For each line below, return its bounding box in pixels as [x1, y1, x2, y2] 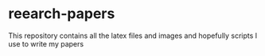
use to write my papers [8, 39, 84, 48]
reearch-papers [8, 5, 115, 23]
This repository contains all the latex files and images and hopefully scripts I [8, 31, 258, 40]
